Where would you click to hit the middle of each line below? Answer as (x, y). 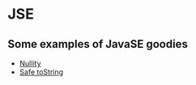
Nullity (30, 63)
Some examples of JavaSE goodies (98, 44)
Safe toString (41, 72)
